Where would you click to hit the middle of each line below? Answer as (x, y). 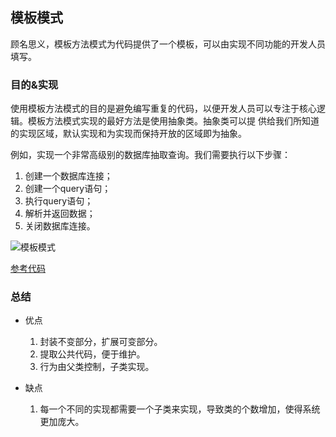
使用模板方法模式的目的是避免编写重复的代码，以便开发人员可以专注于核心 (163, 109)
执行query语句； (59, 201)
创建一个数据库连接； (68, 176)
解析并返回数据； (60, 214)
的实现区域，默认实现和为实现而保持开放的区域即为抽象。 (128, 134)
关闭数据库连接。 (60, 226)
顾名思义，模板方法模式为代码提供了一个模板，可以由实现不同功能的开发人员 (168, 44)
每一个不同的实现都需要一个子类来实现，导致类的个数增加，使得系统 (180, 409)
